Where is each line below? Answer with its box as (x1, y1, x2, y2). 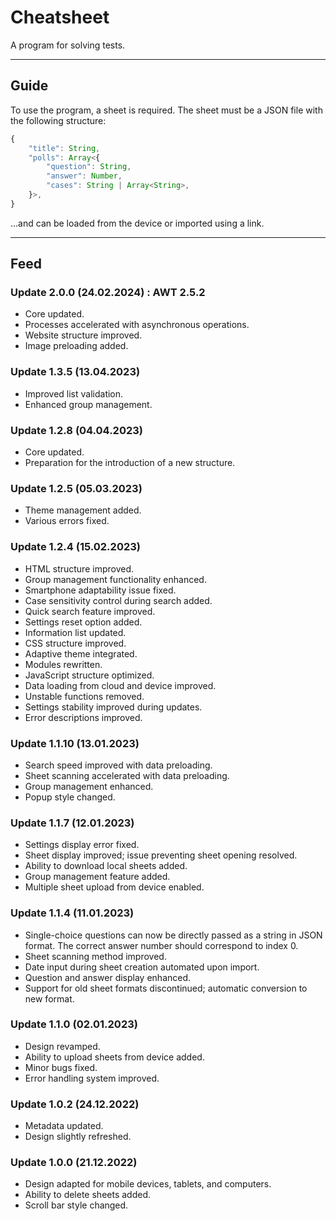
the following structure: (10, 114, 107, 126)
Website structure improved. (24, 329, 143, 341)
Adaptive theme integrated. (24, 647, 138, 660)
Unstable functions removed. (24, 690, 145, 702)
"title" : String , (28, 143, 101, 153)
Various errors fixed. (24, 515, 110, 527)
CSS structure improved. (24, 637, 127, 649)
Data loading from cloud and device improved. (24, 679, 217, 691)
